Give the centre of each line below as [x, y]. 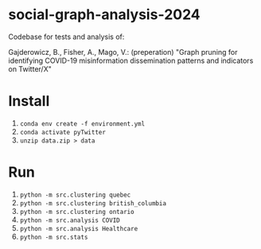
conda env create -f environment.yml [82, 124]
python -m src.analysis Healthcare [79, 228]
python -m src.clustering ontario [77, 212]
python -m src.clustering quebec [75, 195]
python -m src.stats [54, 237]
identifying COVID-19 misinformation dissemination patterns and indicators [131, 60]
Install [29, 101]
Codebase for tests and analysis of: [66, 37]
